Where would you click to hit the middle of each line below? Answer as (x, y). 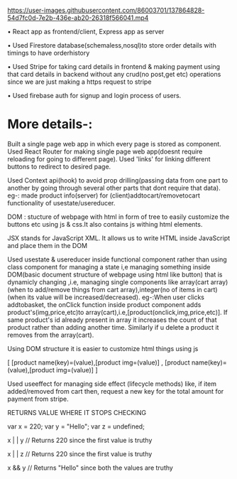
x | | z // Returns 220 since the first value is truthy (80, 453)
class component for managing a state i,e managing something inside (109, 267)
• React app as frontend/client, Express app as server (86, 32)
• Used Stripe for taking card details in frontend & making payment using (114, 66)
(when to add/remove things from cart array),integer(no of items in (105, 289)
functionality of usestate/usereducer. (61, 203)
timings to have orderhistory (49, 53)
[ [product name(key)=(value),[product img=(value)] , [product (99, 362)
